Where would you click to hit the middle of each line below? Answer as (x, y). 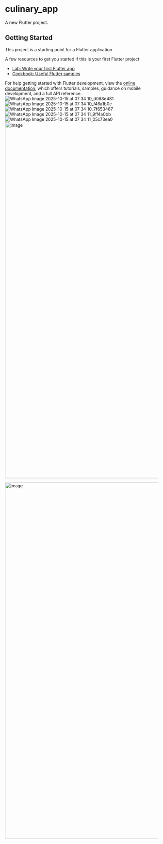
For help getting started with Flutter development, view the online (70, 83)
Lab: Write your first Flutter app (43, 68)
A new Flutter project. (27, 22)
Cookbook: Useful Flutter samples (46, 74)
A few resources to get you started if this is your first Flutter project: (73, 59)
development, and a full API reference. (43, 93)
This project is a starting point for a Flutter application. (59, 49)
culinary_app (32, 9)
